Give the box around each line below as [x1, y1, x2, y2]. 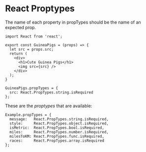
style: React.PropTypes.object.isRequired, [9, 121, 109, 126]
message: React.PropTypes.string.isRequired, [9, 117, 109, 122]
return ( [9, 51, 28, 56]
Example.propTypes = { [5, 112, 52, 117]
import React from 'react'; [5, 34, 63, 39]
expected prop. [5, 24, 36, 30]
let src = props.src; [9, 47, 54, 52]
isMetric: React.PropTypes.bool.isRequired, [9, 125, 105, 130]
